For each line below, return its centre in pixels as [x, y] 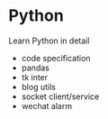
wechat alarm [47, 105]
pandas [36, 68]
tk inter [35, 77]
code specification [56, 58]
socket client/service [60, 96]
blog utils [38, 87]
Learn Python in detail [49, 41]
